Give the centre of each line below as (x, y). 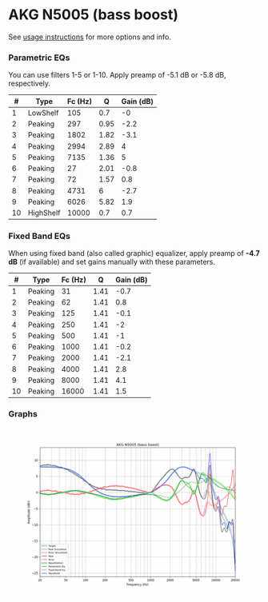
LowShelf (43, 113)
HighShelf (44, 213)
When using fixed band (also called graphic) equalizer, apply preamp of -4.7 (134, 253)
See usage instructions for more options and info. (90, 37)
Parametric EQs (39, 58)
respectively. (29, 84)
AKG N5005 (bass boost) (93, 15)
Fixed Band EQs (39, 236)
